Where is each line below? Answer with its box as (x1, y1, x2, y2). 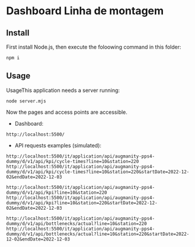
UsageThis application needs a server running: (6, 86, 120, 94)
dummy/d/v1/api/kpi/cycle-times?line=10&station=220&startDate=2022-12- (6, 169, 190, 175)
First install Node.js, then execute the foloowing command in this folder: (6, 43, 181, 50)
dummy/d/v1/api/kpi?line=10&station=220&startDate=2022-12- (6, 200, 158, 206)
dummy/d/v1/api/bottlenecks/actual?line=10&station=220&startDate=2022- (6, 231, 190, 237)
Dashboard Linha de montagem (6, 4, 164, 18)
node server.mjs (6, 98, 46, 104)
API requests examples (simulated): (14, 142, 102, 149)
